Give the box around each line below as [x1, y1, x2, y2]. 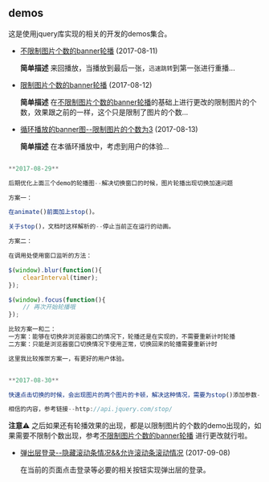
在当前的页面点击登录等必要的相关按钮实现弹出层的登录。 [19, 465, 210, 475]
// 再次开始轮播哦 [22, 303, 76, 311]
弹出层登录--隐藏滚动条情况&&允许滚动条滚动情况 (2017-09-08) [19, 448, 230, 458]
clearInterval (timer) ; [22, 274, 99, 282]
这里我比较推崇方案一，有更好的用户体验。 [8, 354, 128, 363]
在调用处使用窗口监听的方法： [8, 252, 92, 260]
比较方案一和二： [8, 325, 57, 333]
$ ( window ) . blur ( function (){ [8, 266, 103, 274]
